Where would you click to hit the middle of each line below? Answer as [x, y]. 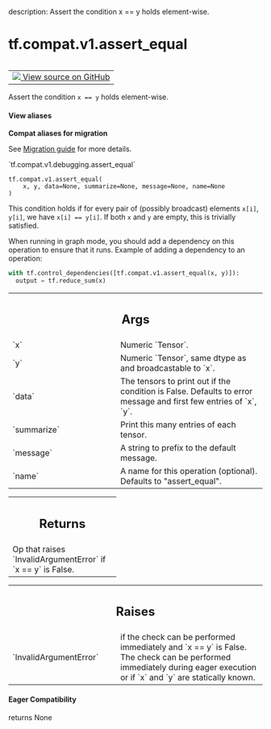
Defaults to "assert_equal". [171, 481]
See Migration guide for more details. [70, 149]
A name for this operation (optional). [189, 471]
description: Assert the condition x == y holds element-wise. [109, 12]
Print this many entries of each [178, 425]
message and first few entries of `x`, [189, 401]
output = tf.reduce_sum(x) [61, 281]
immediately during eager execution [188, 668]
